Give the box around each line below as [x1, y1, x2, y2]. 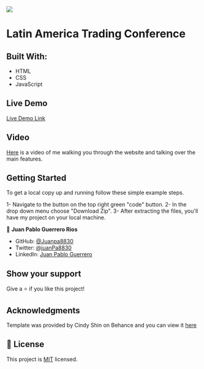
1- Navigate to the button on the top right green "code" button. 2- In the [6, 201, 187, 208]
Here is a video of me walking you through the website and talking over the [6, 148, 196, 156]
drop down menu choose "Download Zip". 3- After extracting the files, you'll [6, 207, 198, 215]
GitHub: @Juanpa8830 [15, 238, 74, 245]
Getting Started [6, 173, 67, 183]
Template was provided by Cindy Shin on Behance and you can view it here [6, 322, 197, 329]
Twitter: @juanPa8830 [15, 244, 72, 251]
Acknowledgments [6, 305, 81, 316]
